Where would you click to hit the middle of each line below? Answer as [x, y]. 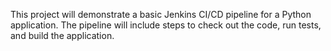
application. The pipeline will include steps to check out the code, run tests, [166, 25]
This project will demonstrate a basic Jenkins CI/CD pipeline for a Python [161, 14]
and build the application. [62, 35]
